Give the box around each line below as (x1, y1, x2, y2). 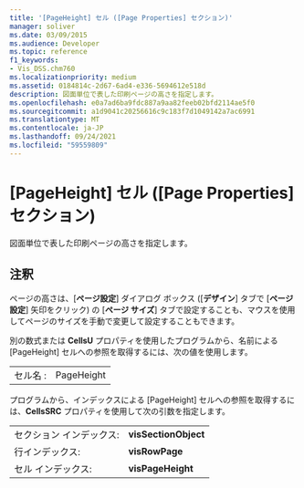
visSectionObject (128, 428, 205, 441)
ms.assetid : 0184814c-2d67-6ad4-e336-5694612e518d (9, 81, 206, 90)
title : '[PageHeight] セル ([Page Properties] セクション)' (9, 13, 234, 23)
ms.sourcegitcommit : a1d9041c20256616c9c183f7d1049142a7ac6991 (9, 107, 256, 116)
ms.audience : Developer (9, 38, 100, 48)
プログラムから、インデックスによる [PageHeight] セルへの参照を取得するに (9, 394, 295, 405)
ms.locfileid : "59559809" (9, 140, 108, 150)
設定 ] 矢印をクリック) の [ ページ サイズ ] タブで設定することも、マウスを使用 (9, 304, 296, 315)
